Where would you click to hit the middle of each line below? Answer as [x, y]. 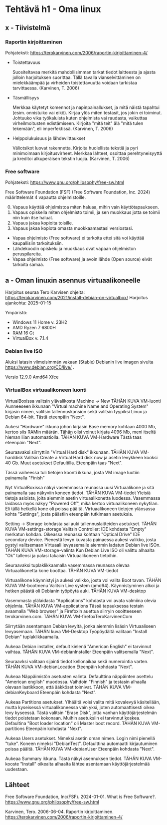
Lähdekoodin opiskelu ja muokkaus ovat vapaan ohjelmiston [74, 249]
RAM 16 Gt [23, 333]
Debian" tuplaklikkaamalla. [32, 637]
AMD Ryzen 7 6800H [34, 327]
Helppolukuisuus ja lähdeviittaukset [49, 138]
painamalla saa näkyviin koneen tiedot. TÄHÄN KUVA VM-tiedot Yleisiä [78, 493]
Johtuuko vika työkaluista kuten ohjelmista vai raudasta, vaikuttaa [80, 118]
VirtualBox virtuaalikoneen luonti [46, 390]
